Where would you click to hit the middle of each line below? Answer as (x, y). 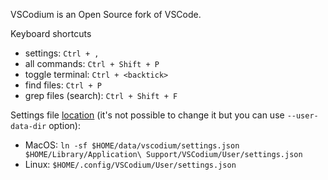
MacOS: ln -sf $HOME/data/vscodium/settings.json (132, 145)
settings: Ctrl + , (62, 53)
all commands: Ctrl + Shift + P (92, 63)
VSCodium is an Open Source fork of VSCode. (106, 14)
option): (64, 125)
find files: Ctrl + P (63, 85)
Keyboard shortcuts (51, 33)
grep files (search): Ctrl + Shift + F (101, 95)
